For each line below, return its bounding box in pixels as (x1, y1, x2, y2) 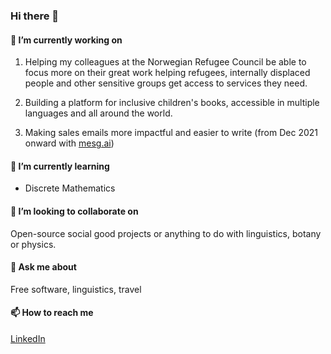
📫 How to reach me (10, 307, 94, 319)
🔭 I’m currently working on (10, 34, 123, 46)
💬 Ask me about (10, 261, 77, 273)
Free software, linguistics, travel (10, 283, 142, 295)
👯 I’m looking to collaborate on (10, 205, 139, 217)
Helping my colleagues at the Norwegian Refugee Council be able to (24, 56, 307, 68)
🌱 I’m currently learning (10, 160, 110, 172)
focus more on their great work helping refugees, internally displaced (24, 67, 311, 79)
